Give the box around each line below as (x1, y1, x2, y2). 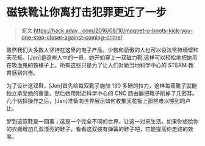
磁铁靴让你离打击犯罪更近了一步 (6, 5, 167, 19)
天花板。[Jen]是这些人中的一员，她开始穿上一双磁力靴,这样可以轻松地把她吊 (6, 54, 198, 61)
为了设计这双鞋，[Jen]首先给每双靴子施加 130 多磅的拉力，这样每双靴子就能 (6, 82, 197, 89)
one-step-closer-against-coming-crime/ (21, 33, 123, 41)
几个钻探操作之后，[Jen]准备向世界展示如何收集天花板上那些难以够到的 (6, 97, 185, 104)
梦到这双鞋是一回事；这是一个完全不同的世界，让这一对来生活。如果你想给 (6, 117, 193, 125)
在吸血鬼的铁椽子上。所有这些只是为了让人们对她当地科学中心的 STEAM (6, 61, 187, 69)
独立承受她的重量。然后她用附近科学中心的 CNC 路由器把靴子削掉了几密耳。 (6, 89, 198, 97)
